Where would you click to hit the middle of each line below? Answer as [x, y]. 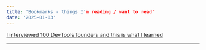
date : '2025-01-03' [31, 17]
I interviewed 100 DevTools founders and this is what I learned [85, 34]
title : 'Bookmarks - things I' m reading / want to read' [81, 12]
